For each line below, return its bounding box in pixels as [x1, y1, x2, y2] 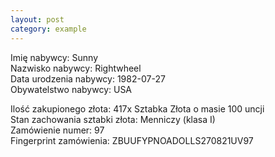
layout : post [10, 14, 65, 25]
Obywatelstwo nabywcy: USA [10, 83, 133, 95]
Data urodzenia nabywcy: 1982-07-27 [10, 72, 166, 85]
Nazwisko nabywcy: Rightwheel [10, 62, 142, 74]
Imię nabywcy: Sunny [10, 51, 99, 63]
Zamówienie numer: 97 [10, 124, 105, 136]
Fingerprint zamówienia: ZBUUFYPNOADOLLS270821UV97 [10, 134, 254, 146]
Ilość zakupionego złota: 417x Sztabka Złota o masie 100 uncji [10, 102, 265, 115]
